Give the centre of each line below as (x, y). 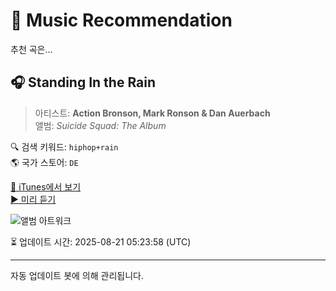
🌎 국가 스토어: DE (44, 162)
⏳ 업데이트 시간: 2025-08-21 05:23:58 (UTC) (101, 241)
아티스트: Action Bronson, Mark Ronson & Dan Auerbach (152, 113)
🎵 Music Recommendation (121, 20)
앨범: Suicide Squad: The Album (100, 125)
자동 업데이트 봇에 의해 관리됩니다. (77, 275)
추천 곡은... (31, 49)
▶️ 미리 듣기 (33, 199)
